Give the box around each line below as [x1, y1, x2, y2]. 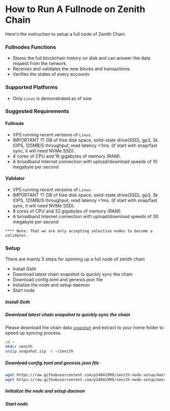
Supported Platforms [5, 84, 58, 91]
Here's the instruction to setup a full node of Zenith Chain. [5, 31, 126, 37]
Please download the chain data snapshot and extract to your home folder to [5, 324, 164, 330]
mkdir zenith [5, 344, 33, 349]
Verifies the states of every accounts [12, 71, 90, 77]
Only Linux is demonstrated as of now [12, 95, 92, 101]
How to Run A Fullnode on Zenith [5, 4, 146, 15]
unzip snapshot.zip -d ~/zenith [5, 349, 73, 354]
